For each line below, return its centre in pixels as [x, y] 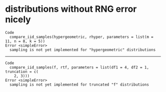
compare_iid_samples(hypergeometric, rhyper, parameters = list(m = [82, 37]
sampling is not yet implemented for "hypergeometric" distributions [83, 50]
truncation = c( [22, 72]
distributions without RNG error [71, 9]
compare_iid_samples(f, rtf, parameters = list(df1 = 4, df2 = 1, [79, 67]
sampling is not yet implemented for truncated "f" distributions [79, 85]
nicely [18, 19]
